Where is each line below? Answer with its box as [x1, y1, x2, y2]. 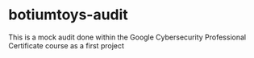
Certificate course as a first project [8, 40, 125, 50]
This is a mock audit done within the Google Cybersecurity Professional [8, 32, 247, 42]
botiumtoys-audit [8, 6, 129, 24]
